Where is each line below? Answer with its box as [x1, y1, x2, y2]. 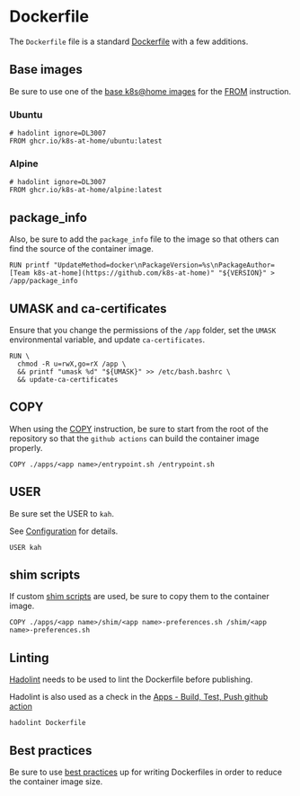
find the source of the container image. [9, 243, 154, 254]
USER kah [9, 543, 42, 552]
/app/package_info [9, 277, 78, 286]
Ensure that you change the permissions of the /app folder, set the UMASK [9, 324, 277, 335]
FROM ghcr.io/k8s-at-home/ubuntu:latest [9, 137, 163, 146]
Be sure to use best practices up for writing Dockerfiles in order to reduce [9, 766, 283, 778]
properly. [9, 442, 43, 453]
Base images [9, 62, 83, 77]
